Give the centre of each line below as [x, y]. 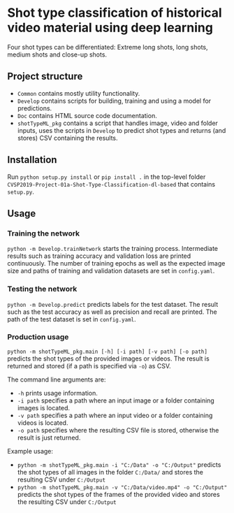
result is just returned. [49, 438]
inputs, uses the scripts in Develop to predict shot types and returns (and [122, 130]
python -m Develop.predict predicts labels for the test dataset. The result [113, 304]
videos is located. [43, 422]
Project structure [45, 77]
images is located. [44, 407]
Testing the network [42, 289]
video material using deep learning [110, 28]
